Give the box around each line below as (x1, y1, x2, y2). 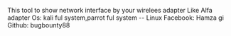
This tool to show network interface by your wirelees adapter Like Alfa (7, 6, 213, 14)
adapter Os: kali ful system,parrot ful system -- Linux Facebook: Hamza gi (7, 13, 224, 22)
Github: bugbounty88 (7, 21, 70, 29)
